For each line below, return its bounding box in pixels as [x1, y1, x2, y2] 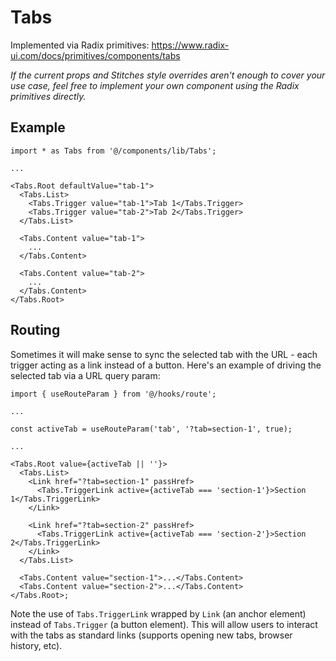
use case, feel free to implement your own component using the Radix [10, 79, 300, 91]
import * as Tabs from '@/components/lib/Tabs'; [10, 146, 217, 156]
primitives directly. [10, 90, 87, 102]
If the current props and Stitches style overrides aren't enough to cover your [10, 69, 326, 81]
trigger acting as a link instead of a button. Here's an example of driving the [10, 359, 322, 371]
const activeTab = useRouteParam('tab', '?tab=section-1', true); [10, 424, 293, 434]
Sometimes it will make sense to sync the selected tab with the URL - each [10, 348, 318, 360]
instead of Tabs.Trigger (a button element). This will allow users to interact [10, 618, 318, 630]
